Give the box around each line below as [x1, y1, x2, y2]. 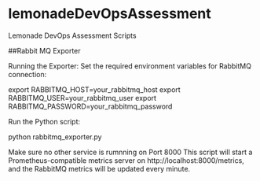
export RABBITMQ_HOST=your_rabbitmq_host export [8, 84, 181, 94]
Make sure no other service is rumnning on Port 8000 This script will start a [8, 147, 253, 157]
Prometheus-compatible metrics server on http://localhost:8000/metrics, [8, 155, 245, 165]
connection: [8, 69, 47, 79]
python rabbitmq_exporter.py [8, 131, 102, 142]
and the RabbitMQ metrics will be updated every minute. [8, 164, 191, 173]
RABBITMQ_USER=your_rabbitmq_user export [8, 93, 157, 102]
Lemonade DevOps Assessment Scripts [8, 31, 137, 40]
